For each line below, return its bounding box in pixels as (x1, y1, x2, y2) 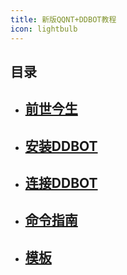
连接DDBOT (24, 175, 98, 192)
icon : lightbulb (10, 24, 78, 34)
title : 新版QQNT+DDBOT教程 (10, 14, 117, 25)
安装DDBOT (24, 137, 98, 155)
